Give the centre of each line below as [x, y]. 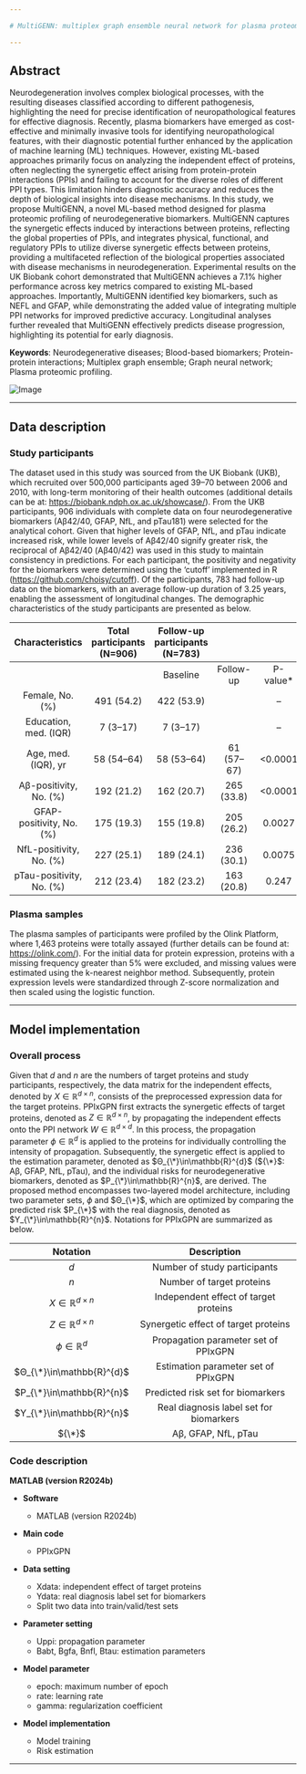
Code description [49, 1460]
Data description [58, 426]
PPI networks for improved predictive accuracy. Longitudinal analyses [140, 316]
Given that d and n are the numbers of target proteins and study [129, 1075]
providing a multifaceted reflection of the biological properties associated [147, 257]
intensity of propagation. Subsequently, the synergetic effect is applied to [147, 1151]
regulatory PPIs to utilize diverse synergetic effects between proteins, [140, 248]
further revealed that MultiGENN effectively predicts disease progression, [147, 326]
